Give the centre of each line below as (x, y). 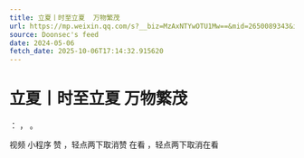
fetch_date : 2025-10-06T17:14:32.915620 (87, 51)
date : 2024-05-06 (42, 43)
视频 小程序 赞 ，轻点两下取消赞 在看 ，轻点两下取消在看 (114, 144)
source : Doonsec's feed (54, 34)
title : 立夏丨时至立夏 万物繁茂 (65, 18)
